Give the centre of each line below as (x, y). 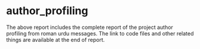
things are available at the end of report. (56, 40)
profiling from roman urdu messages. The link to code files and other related (100, 33)
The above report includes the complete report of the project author (90, 27)
